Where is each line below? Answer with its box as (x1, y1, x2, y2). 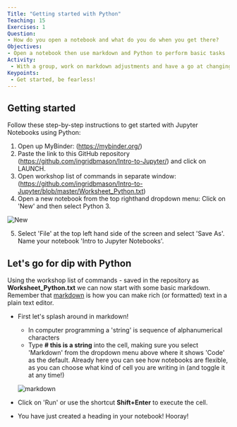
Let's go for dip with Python (7, 257, 132, 269)
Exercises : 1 (7, 23, 46, 30)
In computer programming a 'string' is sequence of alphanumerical (28, 326, 223, 334)
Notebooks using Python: (7, 128, 81, 137)
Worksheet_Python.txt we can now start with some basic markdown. (7, 284, 210, 291)
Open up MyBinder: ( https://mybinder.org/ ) (17, 142, 142, 150)
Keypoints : (7, 69, 39, 76)
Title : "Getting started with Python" (7, 10, 121, 18)
